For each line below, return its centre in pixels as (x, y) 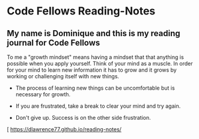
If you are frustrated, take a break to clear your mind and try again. (98, 106)
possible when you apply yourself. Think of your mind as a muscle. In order (100, 63)
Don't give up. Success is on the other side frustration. (83, 118)
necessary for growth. (43, 94)
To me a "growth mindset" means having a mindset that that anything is (95, 57)
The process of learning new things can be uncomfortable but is (95, 88)
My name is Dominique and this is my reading (93, 33)
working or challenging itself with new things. (63, 76)
